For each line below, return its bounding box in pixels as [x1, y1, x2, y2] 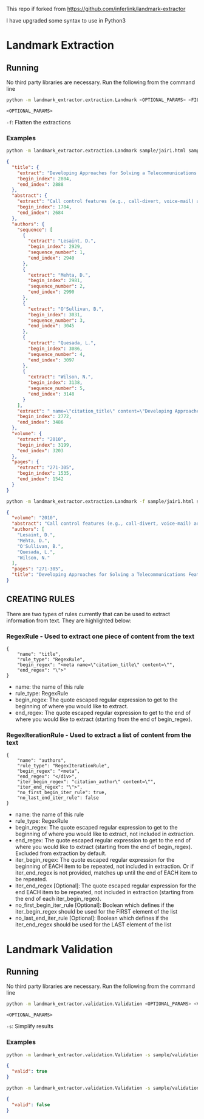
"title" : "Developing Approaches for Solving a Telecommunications [12, 572, 186, 578]
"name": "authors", [17, 758, 67, 764]
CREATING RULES [6, 594, 75, 605]
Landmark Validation [6, 942, 114, 956]
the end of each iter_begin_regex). [15, 895, 101, 903]
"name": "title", [17, 652, 61, 658]
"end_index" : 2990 [28, 289, 75, 295]
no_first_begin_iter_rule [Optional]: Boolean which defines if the [15, 901, 174, 909]
